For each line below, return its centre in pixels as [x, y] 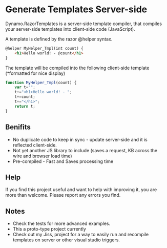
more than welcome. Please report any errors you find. [63, 195]
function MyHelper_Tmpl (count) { [41, 82]
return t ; [25, 106]
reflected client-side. [35, 145]
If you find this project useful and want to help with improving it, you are [81, 190]
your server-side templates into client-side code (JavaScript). [70, 29]
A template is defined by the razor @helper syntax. [59, 39]
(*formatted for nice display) [35, 73]
